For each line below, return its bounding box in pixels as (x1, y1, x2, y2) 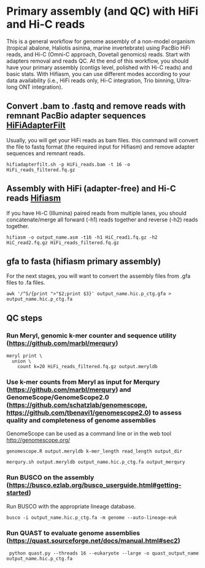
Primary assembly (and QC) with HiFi (6, 4, 198, 18)
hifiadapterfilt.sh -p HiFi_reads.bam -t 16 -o (6, 161, 131, 167)
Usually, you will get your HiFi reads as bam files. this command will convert (6, 136, 198, 144)
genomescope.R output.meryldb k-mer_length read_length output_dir (6, 448, 183, 455)
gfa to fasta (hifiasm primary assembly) (6, 256, 161, 266)
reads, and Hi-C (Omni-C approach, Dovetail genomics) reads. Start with (6, 50, 190, 58)
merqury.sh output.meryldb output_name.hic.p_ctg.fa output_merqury (6, 459, 185, 466)
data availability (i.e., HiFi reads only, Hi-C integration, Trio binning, (6, 77, 176, 84)
